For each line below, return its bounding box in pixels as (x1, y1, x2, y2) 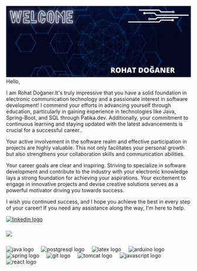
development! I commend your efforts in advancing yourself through (6, 102, 171, 109)
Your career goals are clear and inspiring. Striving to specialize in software (6, 162, 186, 169)
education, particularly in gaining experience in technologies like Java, (6, 108, 176, 115)
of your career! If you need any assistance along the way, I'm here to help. (6, 205, 186, 212)
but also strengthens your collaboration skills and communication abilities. (6, 151, 185, 158)
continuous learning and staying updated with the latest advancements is (6, 120, 183, 128)
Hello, (6, 78, 21, 85)
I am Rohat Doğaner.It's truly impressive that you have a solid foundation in (6, 89, 187, 96)
